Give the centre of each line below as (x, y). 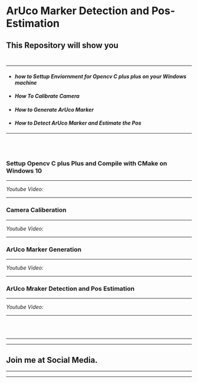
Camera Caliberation (36, 210)
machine (26, 82)
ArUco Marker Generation (44, 249)
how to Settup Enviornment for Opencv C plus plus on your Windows (100, 76)
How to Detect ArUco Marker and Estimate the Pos (78, 123)
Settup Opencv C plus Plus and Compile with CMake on (87, 163)
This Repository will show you (62, 45)
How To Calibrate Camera (47, 96)
